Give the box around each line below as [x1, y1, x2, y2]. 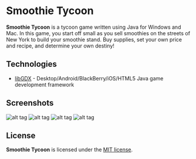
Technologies [6, 59, 58, 69]
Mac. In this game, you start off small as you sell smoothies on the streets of [6, 29, 191, 36]
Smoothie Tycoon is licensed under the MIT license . [6, 146, 133, 153]
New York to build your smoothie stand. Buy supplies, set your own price [6, 36, 182, 43]
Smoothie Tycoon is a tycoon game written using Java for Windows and [6, 23, 181, 31]
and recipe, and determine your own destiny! [6, 42, 114, 49]
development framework [14, 81, 75, 88]
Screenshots [6, 98, 54, 108]
